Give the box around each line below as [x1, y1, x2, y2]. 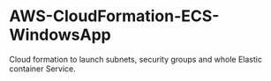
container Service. [9, 63, 77, 74]
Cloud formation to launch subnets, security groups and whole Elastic [9, 54, 263, 64]
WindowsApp [9, 25, 112, 45]
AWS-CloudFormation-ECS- [9, 6, 220, 26]
